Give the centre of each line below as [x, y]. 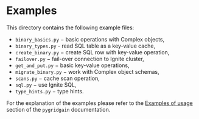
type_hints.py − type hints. [49, 91]
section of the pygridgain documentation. [58, 109]
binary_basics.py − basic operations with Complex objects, [90, 39]
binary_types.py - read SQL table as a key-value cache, [85, 46]
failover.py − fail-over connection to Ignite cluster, [79, 59]
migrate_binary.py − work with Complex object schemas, [87, 71]
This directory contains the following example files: [70, 27]
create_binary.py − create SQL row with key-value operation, [92, 52]
